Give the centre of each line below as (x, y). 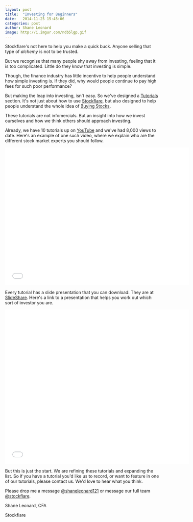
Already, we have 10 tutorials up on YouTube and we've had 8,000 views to (81, 130)
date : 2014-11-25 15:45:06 (35, 19)
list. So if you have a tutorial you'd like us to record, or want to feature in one (82, 476)
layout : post (18, 10)
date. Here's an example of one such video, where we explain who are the (80, 136)
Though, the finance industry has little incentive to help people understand (80, 76)
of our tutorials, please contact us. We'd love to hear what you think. (74, 481)
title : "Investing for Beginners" (41, 14)
